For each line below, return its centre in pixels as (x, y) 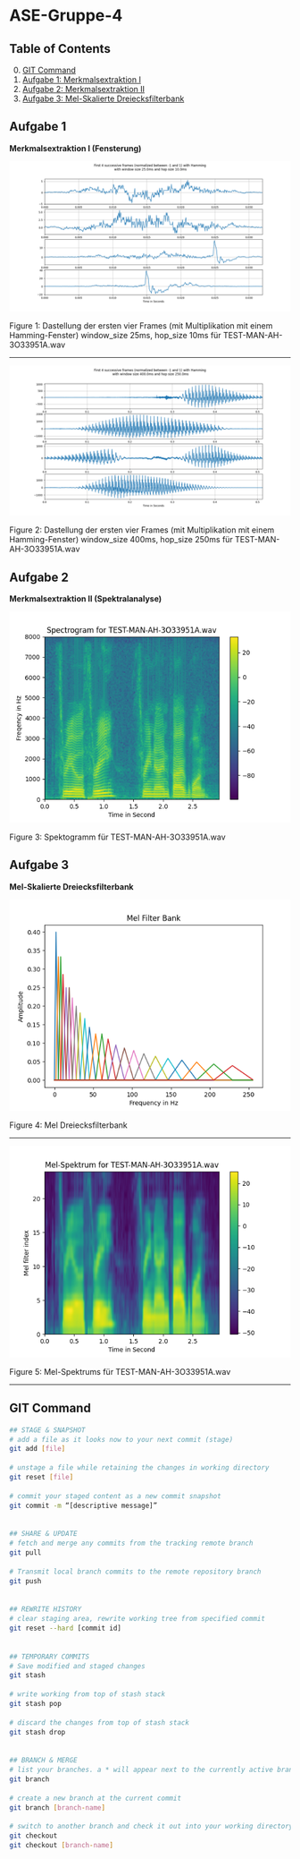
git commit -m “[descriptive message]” (83, 1505)
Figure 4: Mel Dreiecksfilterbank (68, 1125)
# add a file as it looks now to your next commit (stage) (121, 1439)
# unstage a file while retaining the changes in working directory (139, 1468)
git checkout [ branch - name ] (62, 1846)
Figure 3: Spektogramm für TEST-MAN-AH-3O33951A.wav (117, 837)
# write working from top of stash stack (87, 1694)
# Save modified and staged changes (77, 1666)
